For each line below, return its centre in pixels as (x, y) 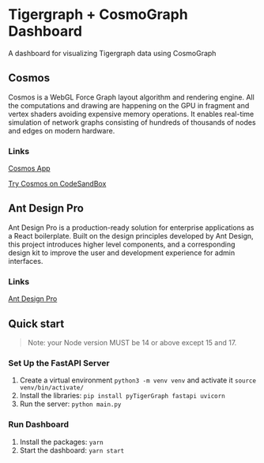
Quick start (36, 324)
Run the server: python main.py (70, 404)
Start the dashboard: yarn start (72, 450)
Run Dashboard (39, 424)
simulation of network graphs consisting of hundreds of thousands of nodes (132, 122)
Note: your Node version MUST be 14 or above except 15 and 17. (132, 342)
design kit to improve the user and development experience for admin (122, 252)
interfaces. (26, 261)
